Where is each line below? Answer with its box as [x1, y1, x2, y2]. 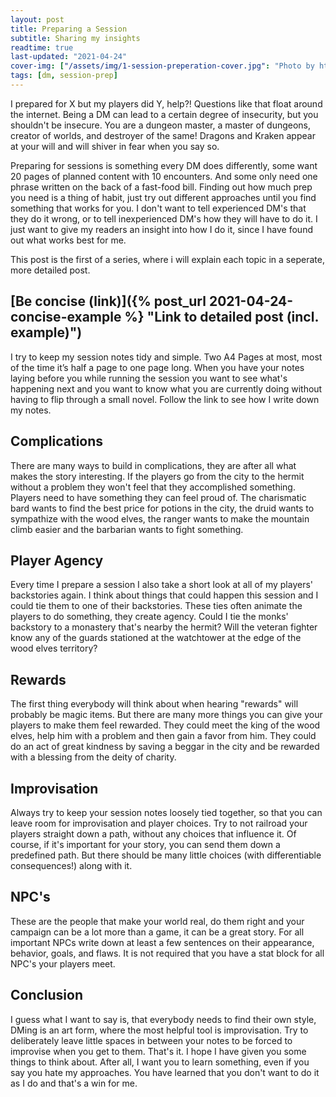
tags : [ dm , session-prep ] [10, 71, 118, 81]
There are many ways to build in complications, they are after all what [10, 459, 297, 471]
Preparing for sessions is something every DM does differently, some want [10, 159, 318, 171]
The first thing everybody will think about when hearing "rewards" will [10, 698, 299, 710]
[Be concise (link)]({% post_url [10, 293, 207, 310]
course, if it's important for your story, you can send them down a [10, 838, 281, 850]
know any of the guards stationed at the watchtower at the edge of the [10, 632, 302, 644]
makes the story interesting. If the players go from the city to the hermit [10, 470, 305, 482]
